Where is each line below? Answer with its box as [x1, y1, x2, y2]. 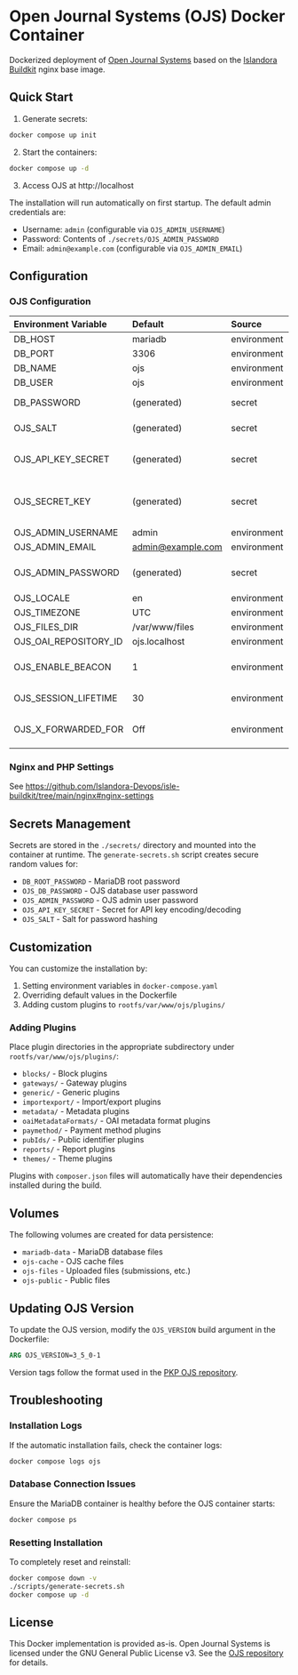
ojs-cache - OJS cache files [21, 1256, 124, 1267]
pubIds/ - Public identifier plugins [21, 1134, 145, 1145]
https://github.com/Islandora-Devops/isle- [25, 781, 180, 792]
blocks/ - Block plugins [21, 1069, 108, 1079]
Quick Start [9, 90, 74, 105]
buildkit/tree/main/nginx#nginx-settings [9, 790, 154, 801]
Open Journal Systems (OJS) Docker [9, 6, 286, 27]
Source [231, 318, 263, 331]
